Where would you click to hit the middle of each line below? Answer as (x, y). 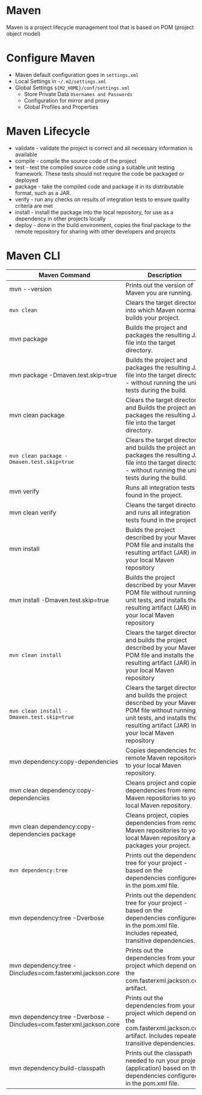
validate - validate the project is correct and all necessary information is (104, 148)
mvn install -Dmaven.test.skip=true (59, 600)
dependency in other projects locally (60, 219)
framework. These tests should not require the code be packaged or (99, 173)
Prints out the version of (159, 285)
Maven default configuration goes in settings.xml (77, 75)
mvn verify (24, 491)
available (26, 154)
